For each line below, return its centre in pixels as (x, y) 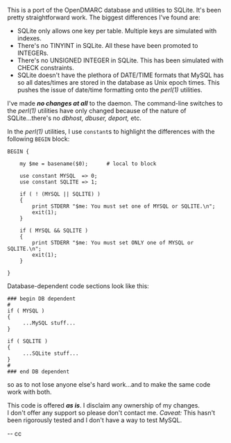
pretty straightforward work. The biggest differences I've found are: (104, 17)
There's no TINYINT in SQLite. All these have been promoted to (108, 45)
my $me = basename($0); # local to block (88, 164)
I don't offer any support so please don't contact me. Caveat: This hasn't (111, 413)
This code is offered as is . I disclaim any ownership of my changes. (103, 405)
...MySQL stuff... (49, 323)
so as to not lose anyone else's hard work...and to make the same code (109, 384)
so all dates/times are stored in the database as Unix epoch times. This (118, 82)
